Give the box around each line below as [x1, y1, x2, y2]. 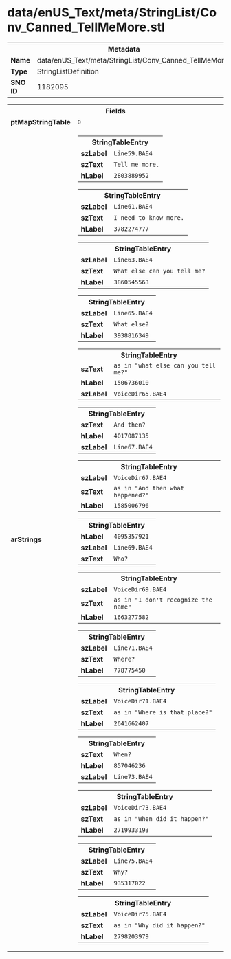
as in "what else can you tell [113, 361, 217, 369]
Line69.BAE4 [113, 543, 153, 551]
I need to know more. [113, 214, 184, 221]
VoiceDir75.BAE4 [113, 910, 167, 918]
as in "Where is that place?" [113, 708, 213, 716]
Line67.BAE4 [113, 443, 153, 451]
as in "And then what [113, 484, 184, 492]
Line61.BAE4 [113, 203, 153, 210]
